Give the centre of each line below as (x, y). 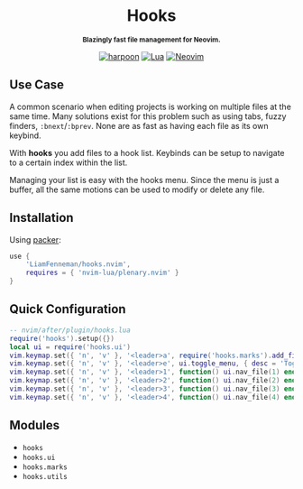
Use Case (37, 85)
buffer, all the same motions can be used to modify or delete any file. (137, 189)
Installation (41, 218)
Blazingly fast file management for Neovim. (151, 40)
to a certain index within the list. (69, 162)
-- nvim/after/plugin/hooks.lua (70, 330)
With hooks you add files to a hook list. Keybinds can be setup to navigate (147, 152)
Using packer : (35, 239)
